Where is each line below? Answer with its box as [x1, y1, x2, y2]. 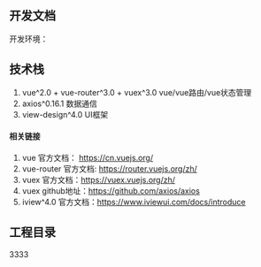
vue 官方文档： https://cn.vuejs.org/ [21, 152, 153, 163]
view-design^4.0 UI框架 [21, 109, 109, 119]
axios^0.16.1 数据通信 [21, 98, 97, 109]
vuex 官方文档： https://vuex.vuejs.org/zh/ [21, 174, 175, 185]
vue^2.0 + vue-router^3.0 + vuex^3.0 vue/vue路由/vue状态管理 [21, 87, 252, 97]
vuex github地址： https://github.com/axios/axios [21, 185, 201, 196]
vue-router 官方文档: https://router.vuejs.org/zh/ [21, 163, 197, 174]
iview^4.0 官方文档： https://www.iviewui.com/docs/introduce [21, 196, 246, 207]
